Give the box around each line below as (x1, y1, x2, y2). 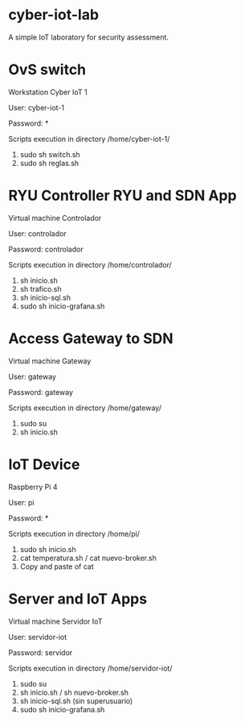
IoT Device (8, 455, 80, 473)
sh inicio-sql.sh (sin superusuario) (19, 695, 133, 706)
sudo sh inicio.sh (19, 544, 76, 554)
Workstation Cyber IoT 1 (8, 87, 88, 97)
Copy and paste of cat (19, 562, 94, 571)
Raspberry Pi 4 (8, 482, 58, 492)
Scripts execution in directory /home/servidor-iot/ (8, 663, 173, 673)
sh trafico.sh (19, 284, 62, 293)
